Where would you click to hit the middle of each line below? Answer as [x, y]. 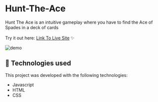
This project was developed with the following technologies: [66, 75]
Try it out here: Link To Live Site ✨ [40, 38]
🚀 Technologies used [38, 63]
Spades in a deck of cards [32, 27]
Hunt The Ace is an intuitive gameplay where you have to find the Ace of [79, 22]
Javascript [23, 85]
